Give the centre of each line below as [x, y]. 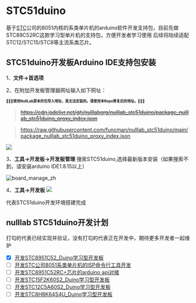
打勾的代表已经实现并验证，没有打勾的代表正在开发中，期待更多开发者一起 [95, 237]
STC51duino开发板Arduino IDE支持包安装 [81, 63]
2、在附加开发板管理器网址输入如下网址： [56, 90]
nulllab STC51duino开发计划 [57, 223]
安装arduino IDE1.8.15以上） [54, 166]
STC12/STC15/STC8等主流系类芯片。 [50, 42]
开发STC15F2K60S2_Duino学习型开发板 [62, 280]
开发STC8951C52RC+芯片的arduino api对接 [67, 272]
